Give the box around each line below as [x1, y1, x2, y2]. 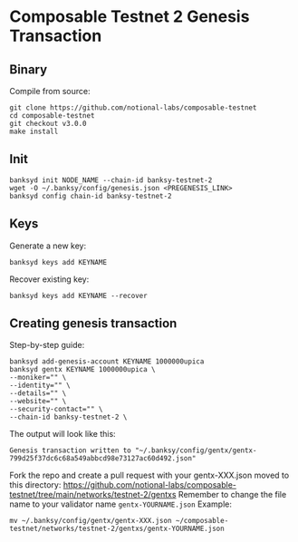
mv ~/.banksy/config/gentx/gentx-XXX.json [9, 517, 172, 526]
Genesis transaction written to [9, 446, 131, 455]
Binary [9, 62, 48, 77]
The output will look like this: [9, 429, 116, 440]
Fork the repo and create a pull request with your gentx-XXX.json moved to [9, 469, 290, 481]
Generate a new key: [9, 240, 87, 251]
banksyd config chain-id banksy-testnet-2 [9, 191, 172, 200]
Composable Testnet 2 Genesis [9, 6, 250, 27]
